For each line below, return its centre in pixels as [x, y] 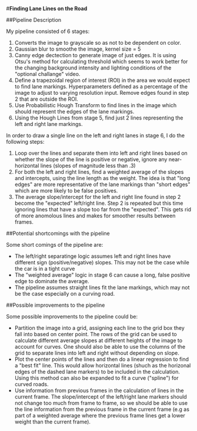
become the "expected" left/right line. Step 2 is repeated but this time [99, 203]
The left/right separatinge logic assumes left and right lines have [93, 256]
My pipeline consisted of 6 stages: [48, 31]
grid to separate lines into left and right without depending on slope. [97, 353]
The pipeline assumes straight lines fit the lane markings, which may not [102, 287]
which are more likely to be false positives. [66, 190]
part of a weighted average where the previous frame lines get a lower [100, 415]
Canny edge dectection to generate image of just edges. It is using [95, 55]
